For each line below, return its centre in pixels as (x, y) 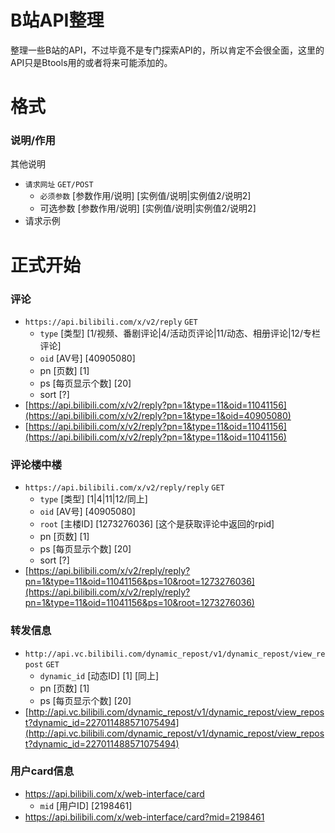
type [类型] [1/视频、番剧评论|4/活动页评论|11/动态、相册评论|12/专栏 (180, 333)
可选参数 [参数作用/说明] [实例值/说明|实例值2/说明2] (148, 208)
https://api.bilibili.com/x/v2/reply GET (111, 322)
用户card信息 (42, 771)
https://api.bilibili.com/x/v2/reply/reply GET (124, 488)
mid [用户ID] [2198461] (86, 805)
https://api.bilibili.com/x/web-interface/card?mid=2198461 (144, 817)
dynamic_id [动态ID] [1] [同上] (99, 675)
